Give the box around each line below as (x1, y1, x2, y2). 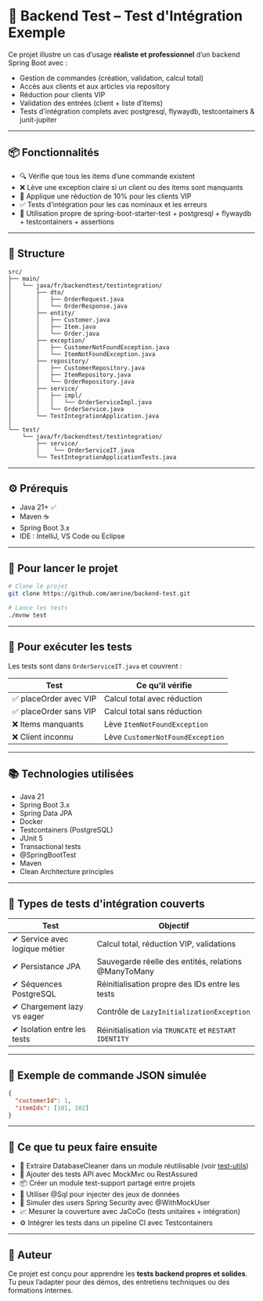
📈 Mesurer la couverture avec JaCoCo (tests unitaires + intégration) (19, 1207, 241, 1216)
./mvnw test (8, 611, 47, 619)
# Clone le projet (8, 582, 68, 591)
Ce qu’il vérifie (135, 680, 193, 691)
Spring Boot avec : (8, 58, 68, 67)
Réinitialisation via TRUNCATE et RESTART (96, 1025, 236, 1036)
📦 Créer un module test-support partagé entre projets (19, 1179, 196, 1188)
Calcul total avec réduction (104, 693, 203, 704)
